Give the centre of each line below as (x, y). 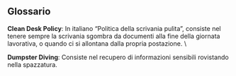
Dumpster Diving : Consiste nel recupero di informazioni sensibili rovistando (118, 57)
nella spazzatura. (33, 64)
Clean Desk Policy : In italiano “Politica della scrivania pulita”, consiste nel (114, 28)
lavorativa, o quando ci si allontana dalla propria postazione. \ (97, 43)
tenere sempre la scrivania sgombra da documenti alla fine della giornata (114, 36)
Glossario (29, 12)
